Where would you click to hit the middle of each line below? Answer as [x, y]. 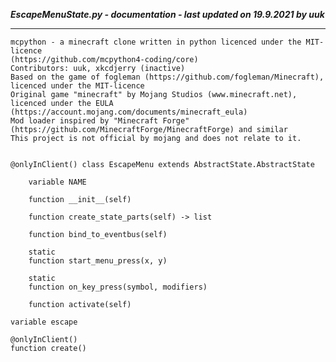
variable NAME [57, 182]
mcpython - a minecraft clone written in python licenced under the [156, 42]
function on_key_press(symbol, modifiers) [118, 287]
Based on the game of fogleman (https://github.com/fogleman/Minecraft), [167, 77]
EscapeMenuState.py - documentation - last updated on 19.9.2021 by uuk [167, 14]
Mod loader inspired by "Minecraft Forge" [100, 121]
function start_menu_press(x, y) [98, 261]
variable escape [44, 322]
